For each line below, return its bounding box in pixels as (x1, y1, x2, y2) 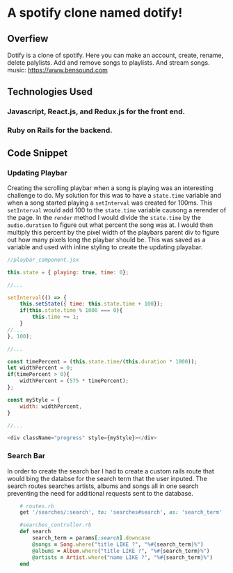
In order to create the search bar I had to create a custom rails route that (7, 466, 214, 475)
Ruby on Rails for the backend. (7, 125, 113, 135)
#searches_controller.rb (19, 521, 92, 528)
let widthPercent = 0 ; (7, 364, 73, 372)
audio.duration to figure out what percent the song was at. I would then (7, 221, 214, 229)
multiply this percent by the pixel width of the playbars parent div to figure (7, 228, 220, 236)
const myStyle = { (7, 396, 61, 403)
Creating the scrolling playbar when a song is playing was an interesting (7, 183, 214, 192)
